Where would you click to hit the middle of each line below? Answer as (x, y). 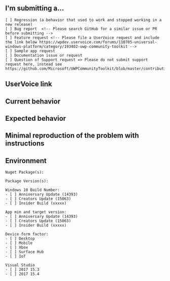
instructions (25, 144)
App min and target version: (36, 212)
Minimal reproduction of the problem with (72, 136)
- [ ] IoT (16, 256)
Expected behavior (36, 118)
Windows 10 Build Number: (32, 190)
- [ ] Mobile (19, 243)
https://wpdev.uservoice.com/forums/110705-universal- (98, 42)
